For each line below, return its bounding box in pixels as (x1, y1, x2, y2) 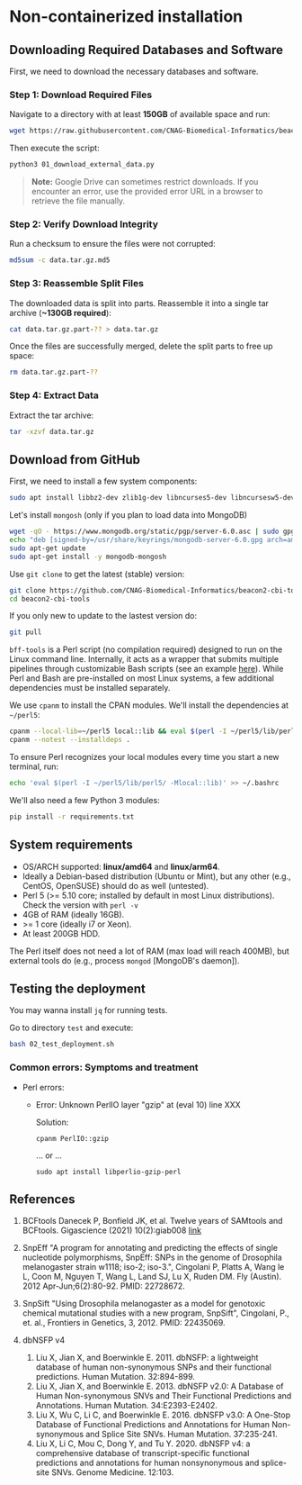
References (9, 1191, 75, 1207)
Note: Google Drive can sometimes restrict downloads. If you (31, 177, 259, 187)
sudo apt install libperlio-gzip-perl (35, 1167, 182, 1176)
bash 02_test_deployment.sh (9, 1040, 115, 1049)
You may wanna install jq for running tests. (9, 1005, 168, 1016)
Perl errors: (22, 1082, 65, 1092)
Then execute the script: (9, 142, 101, 154)
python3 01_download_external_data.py (9, 160, 155, 169)
